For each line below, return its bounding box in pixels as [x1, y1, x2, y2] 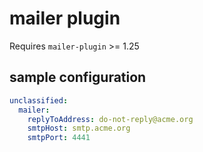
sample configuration [9, 69, 147, 86]
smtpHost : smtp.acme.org [27, 123, 131, 134]
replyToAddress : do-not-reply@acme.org [27, 114, 194, 124]
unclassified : [9, 95, 69, 106]
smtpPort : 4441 [27, 133, 91, 143]
